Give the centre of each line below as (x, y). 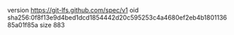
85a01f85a (23, 25)
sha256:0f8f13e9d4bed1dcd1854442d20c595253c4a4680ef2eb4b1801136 (117, 17)
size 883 (52, 25)
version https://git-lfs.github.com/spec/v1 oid (73, 10)
